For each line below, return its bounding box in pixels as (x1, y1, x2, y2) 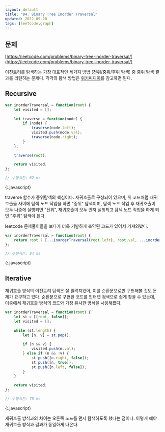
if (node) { (23, 121, 48, 126)
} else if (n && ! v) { (23, 351, 69, 356)
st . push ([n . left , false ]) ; (31, 364, 87, 370)
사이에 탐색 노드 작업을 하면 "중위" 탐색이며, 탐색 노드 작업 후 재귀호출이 (18, 200, 156, 206)
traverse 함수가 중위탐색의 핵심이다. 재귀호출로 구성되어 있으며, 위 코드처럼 (5, 194, 149, 200)
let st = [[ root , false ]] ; (14, 315, 69, 320)
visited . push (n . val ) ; (31, 347, 76, 351)
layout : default (5, 7, 38, 12)
